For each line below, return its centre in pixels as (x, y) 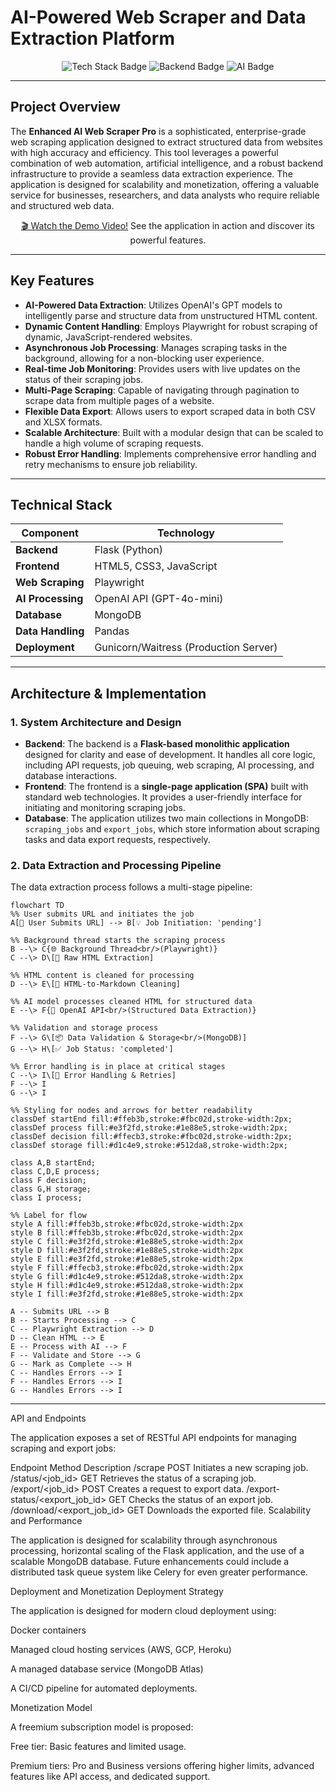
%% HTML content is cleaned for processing (102, 976)
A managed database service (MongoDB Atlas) (107, 1669)
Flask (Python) (128, 550)
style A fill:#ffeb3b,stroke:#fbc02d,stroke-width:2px (127, 1224)
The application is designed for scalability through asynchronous (144, 1540)
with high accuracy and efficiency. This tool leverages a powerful (144, 152)
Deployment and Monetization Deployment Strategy (117, 1592)
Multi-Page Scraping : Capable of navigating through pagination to (162, 390)
